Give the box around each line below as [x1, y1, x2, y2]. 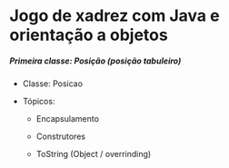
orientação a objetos [9, 25, 168, 45]
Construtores [35, 131, 86, 142]
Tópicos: [22, 96, 55, 107]
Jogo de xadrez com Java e [9, 5, 220, 26]
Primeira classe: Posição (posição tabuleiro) [9, 55, 182, 66]
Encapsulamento [35, 114, 100, 124]
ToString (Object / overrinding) [35, 149, 152, 160]
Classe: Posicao [22, 78, 84, 89]
